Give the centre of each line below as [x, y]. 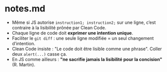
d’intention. [23, 43]
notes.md [25, 9]
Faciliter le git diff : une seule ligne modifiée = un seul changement [83, 38]
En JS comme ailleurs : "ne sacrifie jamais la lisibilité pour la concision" [87, 59]
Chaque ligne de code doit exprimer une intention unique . [72, 33]
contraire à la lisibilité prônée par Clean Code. [59, 27]
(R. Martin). [23, 65]
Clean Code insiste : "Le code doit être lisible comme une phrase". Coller [87, 49]
